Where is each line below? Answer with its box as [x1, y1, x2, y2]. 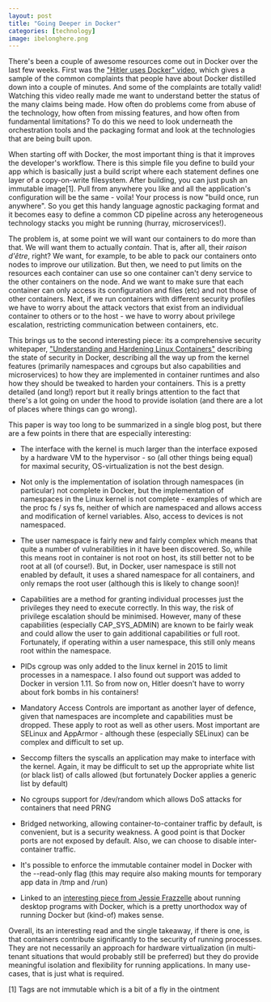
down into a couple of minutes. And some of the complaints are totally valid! [8, 82, 262, 92]
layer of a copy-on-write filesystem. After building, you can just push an [8, 175, 248, 185]
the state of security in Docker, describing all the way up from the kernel [8, 353, 249, 362]
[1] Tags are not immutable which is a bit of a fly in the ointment [8, 984, 220, 995]
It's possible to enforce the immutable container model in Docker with [19, 860, 252, 870]
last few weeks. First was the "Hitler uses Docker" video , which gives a [8, 66, 245, 75]
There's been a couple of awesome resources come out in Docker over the [8, 57, 259, 66]
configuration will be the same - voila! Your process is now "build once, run [8, 192, 259, 202]
